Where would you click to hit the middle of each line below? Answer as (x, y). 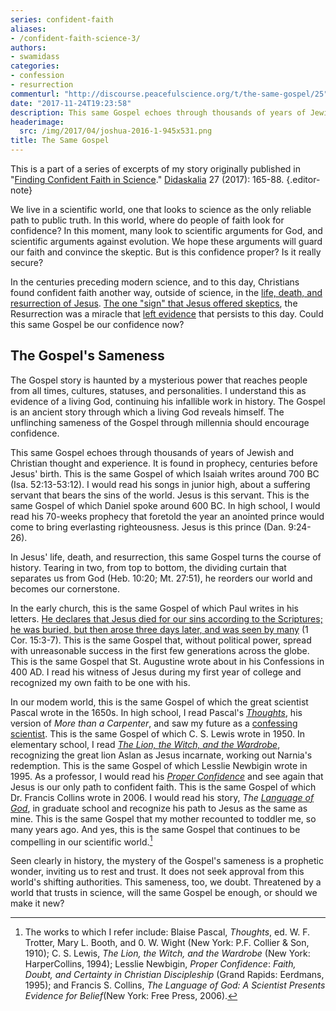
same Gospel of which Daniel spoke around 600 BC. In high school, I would (165, 505)
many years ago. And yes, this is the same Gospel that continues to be (155, 829)
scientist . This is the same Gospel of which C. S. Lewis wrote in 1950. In (157, 733)
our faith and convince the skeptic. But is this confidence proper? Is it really (166, 252)
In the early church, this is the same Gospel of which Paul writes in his (154, 608)
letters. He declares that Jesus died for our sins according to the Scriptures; (166, 618)
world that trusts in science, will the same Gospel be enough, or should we (164, 893)
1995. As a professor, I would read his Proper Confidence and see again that (167, 776)
